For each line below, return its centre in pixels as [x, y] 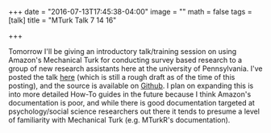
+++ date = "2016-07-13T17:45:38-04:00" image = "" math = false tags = [130, 12]
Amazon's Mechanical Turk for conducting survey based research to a [125, 60]
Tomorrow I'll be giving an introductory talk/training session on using [123, 51]
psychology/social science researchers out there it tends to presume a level [134, 111]
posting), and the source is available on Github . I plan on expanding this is [131, 85]
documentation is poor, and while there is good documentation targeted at [132, 103]
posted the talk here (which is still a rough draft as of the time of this [122, 77]
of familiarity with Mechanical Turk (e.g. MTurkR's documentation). [119, 120]
